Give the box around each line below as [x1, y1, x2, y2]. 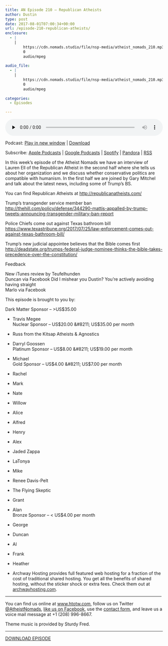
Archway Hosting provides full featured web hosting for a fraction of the [12, 570, 161, 576]
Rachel [12, 371, 27, 377]
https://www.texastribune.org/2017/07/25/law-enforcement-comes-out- [5, 226, 154, 232]
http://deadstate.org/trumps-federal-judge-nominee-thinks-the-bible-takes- [5, 246, 163, 252]
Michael [12, 356, 29, 362]
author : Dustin [5, 12, 37, 17]
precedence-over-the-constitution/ [5, 252, 77, 258]
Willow [12, 400, 26, 406]
